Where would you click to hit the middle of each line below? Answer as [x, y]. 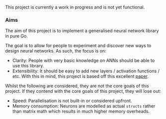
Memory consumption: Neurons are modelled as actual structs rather [84, 106]
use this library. [28, 66]
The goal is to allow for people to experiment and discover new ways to [78, 46]
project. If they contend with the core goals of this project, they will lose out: [83, 91]
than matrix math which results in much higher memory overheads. [81, 112]
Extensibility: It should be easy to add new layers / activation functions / [86, 71]
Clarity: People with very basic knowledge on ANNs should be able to [83, 60]
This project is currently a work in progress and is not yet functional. [75, 7]
